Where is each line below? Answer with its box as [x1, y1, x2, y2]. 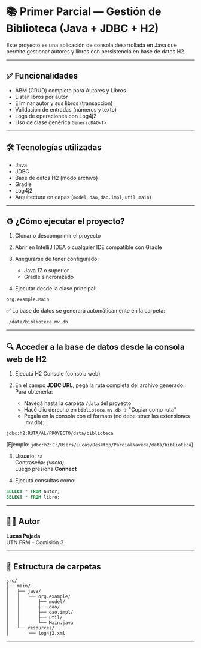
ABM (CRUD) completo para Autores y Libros [14, 86, 127, 94]
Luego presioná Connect [14, 466, 77, 473]
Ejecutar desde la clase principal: [14, 285, 97, 292]
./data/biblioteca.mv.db [6, 319, 68, 325]
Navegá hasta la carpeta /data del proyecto [23, 400, 132, 407]
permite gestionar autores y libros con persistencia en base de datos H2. [6, 47, 186, 55]
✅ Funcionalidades [6, 71, 78, 81]
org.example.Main [6, 296, 50, 303]
